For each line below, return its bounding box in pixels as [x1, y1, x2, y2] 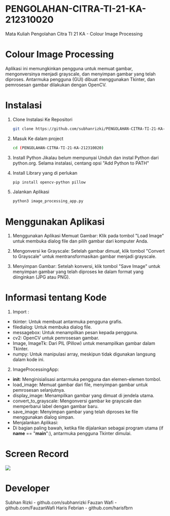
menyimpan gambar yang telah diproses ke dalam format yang [12, 268, 144, 275]
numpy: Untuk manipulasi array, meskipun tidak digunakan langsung [12, 351, 156, 357]
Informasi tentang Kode [5, 292, 107, 304]
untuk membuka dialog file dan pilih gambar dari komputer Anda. [12, 238, 149, 245]
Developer [5, 482, 50, 494]
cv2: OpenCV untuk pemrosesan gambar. [12, 335, 99, 341]
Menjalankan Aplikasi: [12, 420, 58, 426]
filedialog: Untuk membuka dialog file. [12, 324, 92, 330]
